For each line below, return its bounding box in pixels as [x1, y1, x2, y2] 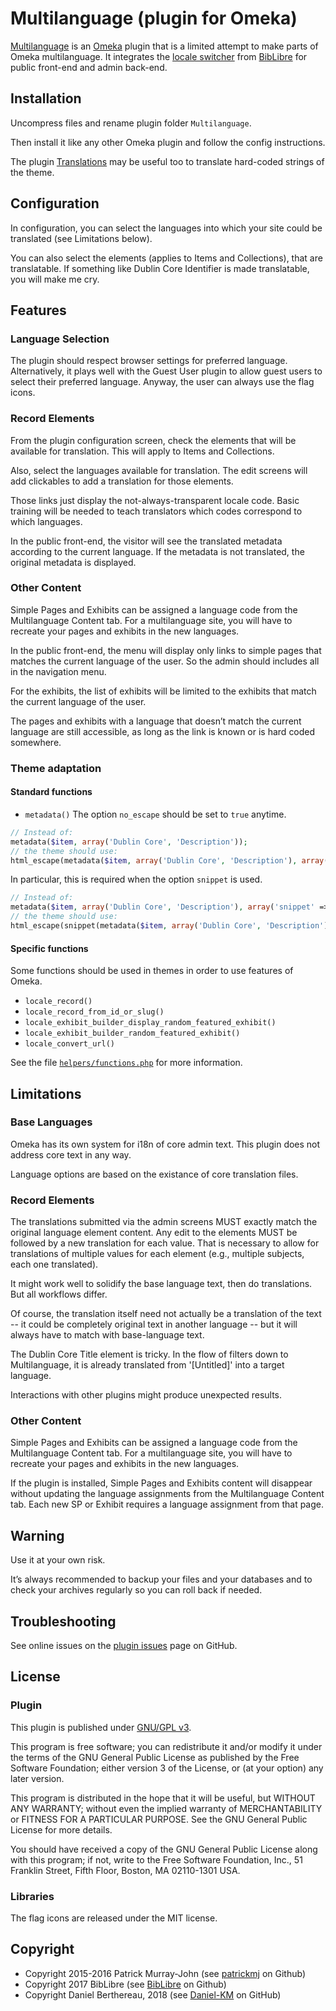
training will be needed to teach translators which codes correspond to [10, 505, 303, 517]
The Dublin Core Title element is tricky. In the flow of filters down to [10, 1348, 289, 1361]
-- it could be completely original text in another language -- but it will [10, 1318, 298, 1331]
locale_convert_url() [24, 1039, 115, 1049]
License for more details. [10, 1823, 113, 1836]
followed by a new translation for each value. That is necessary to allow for [10, 1237, 320, 1249]
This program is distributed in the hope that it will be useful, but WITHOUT [10, 1792, 316, 1804]
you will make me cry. [10, 273, 100, 285]
